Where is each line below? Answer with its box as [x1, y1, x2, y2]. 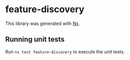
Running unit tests [5, 35, 65, 44]
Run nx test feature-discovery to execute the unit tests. [5, 48, 125, 54]
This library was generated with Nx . [5, 20, 80, 26]
